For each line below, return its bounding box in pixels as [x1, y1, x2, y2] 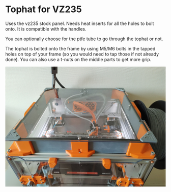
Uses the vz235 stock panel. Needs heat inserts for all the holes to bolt [5, 20, 154, 26]
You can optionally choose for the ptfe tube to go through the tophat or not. [5, 36, 163, 42]
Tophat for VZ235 [5, 4, 82, 15]
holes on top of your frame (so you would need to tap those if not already [5, 51, 159, 57]
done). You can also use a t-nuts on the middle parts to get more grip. [5, 56, 152, 62]
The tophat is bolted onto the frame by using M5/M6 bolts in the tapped [5, 45, 156, 51]
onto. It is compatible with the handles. [5, 25, 87, 32]
